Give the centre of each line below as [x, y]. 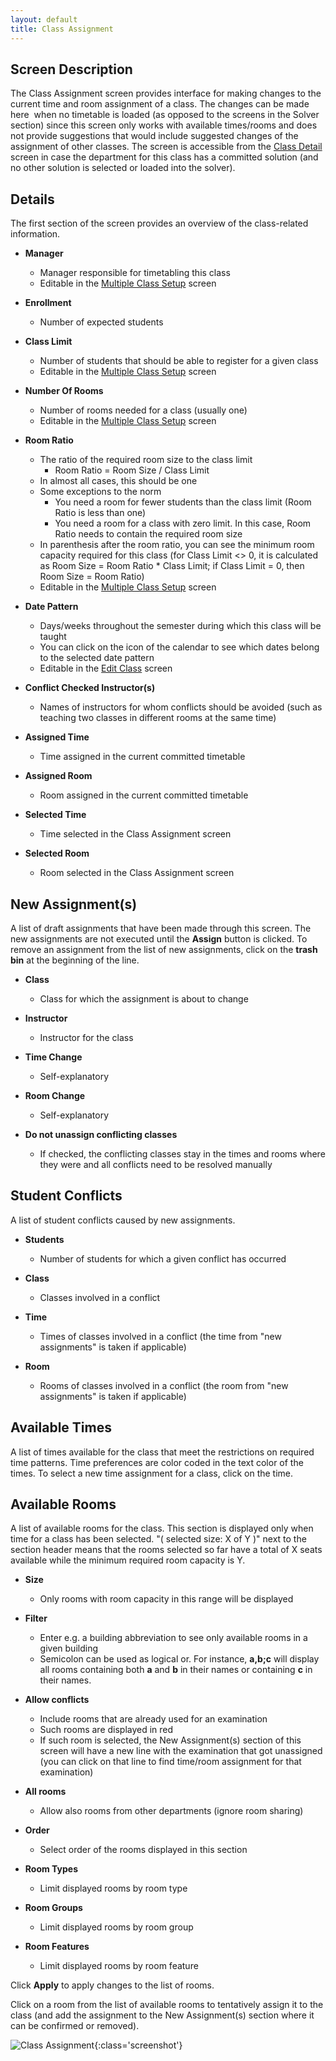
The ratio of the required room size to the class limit [146, 460]
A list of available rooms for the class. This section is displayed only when [162, 1528]
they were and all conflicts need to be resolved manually [156, 1164]
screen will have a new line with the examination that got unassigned [181, 1751]
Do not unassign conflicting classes [101, 1134]
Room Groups [53, 1908]
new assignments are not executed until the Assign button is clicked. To [159, 938]
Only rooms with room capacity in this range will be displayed [166, 1599]
